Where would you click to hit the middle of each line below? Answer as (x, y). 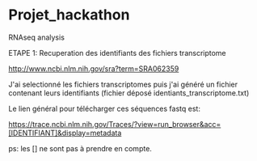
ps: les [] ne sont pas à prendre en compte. (80, 148)
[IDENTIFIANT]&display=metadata (65, 133)
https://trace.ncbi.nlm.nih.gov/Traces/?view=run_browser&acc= (115, 124)
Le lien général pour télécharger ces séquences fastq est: (104, 108)
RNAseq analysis (36, 37)
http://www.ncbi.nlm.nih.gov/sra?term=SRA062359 (94, 68)
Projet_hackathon (69, 15)
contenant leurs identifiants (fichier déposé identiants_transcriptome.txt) (129, 93)
